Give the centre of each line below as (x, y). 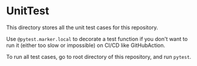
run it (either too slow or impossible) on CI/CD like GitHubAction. (86, 45)
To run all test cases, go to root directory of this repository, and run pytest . (99, 56)
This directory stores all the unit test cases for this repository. (82, 27)
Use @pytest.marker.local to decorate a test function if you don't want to (97, 39)
